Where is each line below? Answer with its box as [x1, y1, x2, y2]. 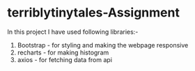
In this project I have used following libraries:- [7, 28, 139, 36]
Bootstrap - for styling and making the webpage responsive [17, 41, 189, 49]
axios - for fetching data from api [17, 55, 113, 63]
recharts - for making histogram [17, 48, 109, 57]
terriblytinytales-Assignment [7, 5, 180, 21]
